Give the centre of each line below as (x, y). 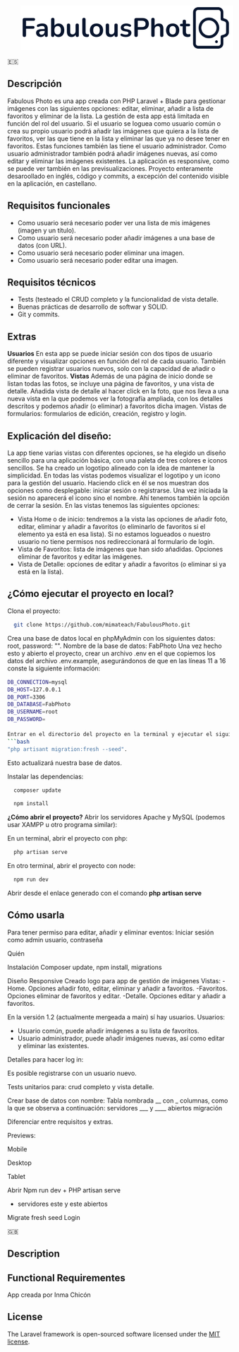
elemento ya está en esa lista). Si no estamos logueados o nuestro (114, 534)
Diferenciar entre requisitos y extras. (60, 1122)
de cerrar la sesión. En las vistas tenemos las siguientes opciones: (104, 506)
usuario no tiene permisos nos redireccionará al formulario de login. (116, 542)
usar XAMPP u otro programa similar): (62, 825)
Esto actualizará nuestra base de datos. (65, 763)
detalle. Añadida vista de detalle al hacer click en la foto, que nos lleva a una (118, 391)
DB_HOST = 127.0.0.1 (34, 689)
